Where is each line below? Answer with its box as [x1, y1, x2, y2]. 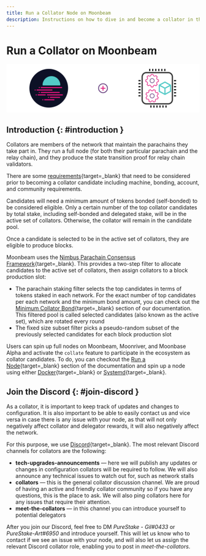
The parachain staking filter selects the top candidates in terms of [15, 285, 182, 293]
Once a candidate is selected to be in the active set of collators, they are [6, 235, 189, 242]
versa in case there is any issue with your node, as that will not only [6, 416, 177, 423]
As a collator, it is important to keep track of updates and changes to [6, 403, 180, 411]
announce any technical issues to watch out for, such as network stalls [15, 473, 194, 480]
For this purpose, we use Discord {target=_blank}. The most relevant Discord [6, 441, 199, 448]
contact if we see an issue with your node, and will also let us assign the [6, 536, 189, 544]
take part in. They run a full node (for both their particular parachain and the [6, 147, 198, 155]
